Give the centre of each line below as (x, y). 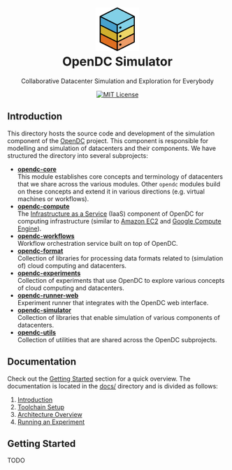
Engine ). (29, 228)
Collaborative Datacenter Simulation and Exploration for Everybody (117, 81)
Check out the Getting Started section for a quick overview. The (99, 379)
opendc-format (40, 251)
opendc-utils (37, 332)
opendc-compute (43, 206)
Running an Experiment (51, 422)
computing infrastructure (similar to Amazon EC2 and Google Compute (119, 221)
